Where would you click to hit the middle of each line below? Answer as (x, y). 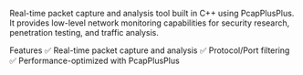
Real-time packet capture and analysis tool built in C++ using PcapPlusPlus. (152, 13)
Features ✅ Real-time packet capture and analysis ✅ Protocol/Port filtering (150, 50)
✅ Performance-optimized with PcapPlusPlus (94, 60)
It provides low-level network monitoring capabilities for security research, (150, 23)
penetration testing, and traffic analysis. (84, 32)
